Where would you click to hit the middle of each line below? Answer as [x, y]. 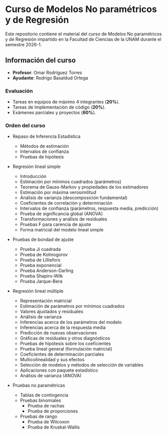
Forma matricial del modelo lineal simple [62, 230]
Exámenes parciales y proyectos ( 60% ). [54, 113]
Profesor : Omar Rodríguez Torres [47, 72]
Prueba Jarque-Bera [41, 281]
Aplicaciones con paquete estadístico [59, 370]
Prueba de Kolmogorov [44, 254]
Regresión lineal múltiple [38, 291]
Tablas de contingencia [44, 395]
